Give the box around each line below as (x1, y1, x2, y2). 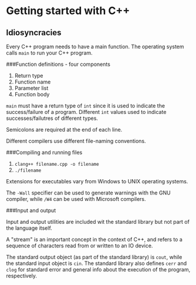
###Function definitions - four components (6, 61, 110, 68)
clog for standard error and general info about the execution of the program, (6, 266, 191, 273)
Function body (14, 91, 50, 98)
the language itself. (6, 224, 53, 232)
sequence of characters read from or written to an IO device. (6, 242, 153, 249)
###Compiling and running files (6, 149, 83, 156)
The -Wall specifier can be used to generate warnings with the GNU (6, 189, 171, 196)
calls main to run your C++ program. (6, 49, 93, 56)
